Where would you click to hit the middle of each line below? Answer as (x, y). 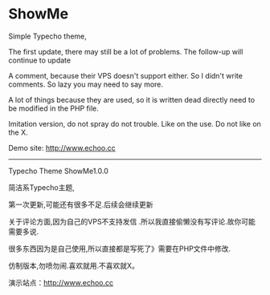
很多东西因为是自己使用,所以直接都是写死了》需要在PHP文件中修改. (120, 249)
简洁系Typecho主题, (41, 187)
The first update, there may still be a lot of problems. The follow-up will (126, 51)
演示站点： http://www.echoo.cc (61, 282)
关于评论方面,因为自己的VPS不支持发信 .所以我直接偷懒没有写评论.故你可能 (132, 221)
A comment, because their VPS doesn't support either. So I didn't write (126, 75)
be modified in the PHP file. (53, 108)
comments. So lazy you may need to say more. (86, 84)
